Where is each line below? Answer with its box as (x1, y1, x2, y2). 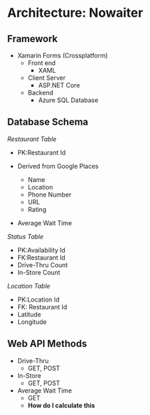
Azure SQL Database (38, 96, 99, 104)
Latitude (17, 310, 42, 318)
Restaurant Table (7, 134, 57, 143)
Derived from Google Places (17, 162, 99, 170)
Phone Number (27, 190, 72, 199)
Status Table (7, 232, 44, 241)
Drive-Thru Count (17, 260, 68, 269)
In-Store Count (17, 268, 61, 276)
